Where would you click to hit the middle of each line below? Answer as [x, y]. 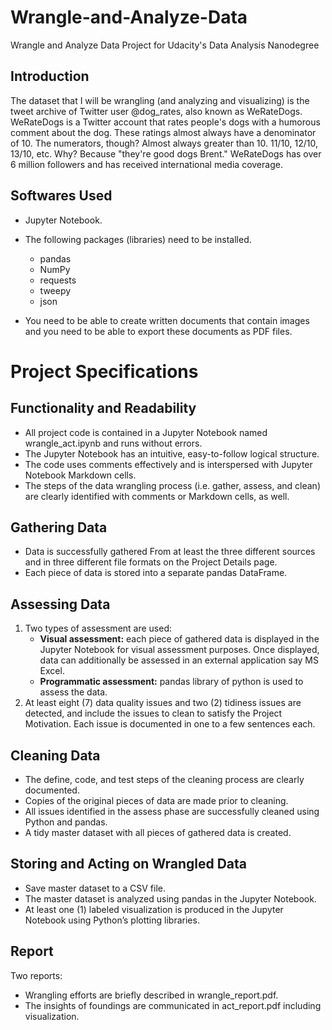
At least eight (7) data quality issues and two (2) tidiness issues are [163, 703]
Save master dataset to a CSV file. [95, 888]
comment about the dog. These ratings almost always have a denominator [163, 132]
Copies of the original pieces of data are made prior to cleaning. [156, 800]
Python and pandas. [66, 822]
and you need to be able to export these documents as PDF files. [158, 331]
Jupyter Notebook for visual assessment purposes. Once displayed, [179, 650]
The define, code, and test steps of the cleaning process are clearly [164, 779]
